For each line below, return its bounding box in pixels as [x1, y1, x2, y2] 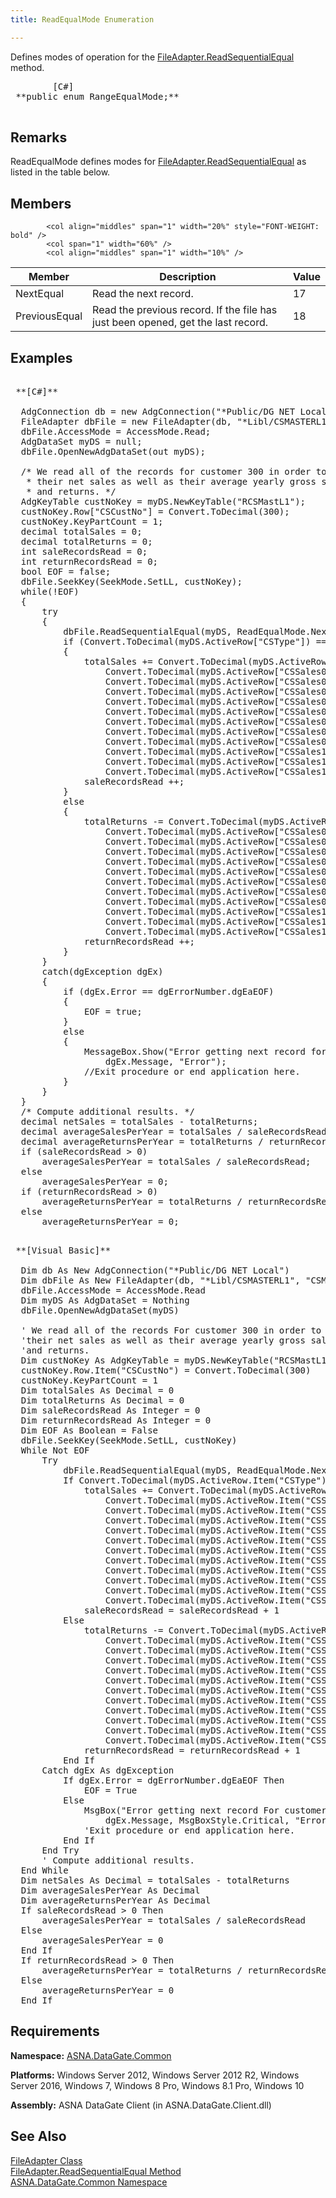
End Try [41, 1845, 80, 1856]
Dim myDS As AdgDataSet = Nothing [20, 1295, 190, 1306]
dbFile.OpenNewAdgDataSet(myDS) [20, 1305, 180, 1316]
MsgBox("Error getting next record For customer [84, 1805, 327, 1816]
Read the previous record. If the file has [92, 303, 278, 317]
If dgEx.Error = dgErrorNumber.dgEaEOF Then [63, 1775, 285, 1786]
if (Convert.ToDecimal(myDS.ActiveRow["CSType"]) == [63, 636, 327, 648]
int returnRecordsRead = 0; [20, 556, 159, 568]
